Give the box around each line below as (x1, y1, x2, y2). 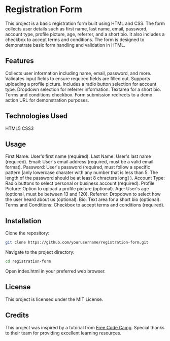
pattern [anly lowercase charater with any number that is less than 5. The (5, 169, 158, 176)
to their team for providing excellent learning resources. (5, 330, 122, 336)
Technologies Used (5, 112, 67, 120)
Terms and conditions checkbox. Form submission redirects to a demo (5, 91, 153, 97)
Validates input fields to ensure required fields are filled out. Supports (5, 75, 151, 82)
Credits (5, 311, 29, 320)
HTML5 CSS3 (5, 125, 34, 131)
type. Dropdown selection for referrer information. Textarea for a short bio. (5, 86, 161, 92)
